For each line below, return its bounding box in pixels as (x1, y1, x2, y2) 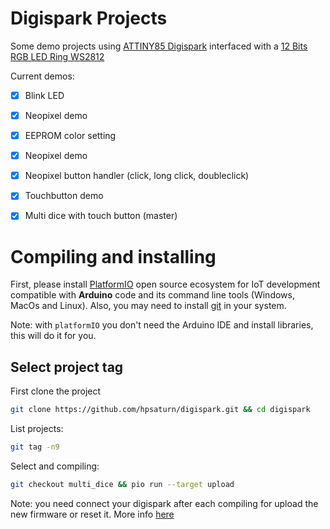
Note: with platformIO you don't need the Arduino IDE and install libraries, (10, 319, 314, 331)
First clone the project (10, 385, 102, 397)
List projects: (10, 423, 64, 434)
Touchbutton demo (24, 190, 104, 202)
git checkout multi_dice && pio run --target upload (10, 479, 235, 489)
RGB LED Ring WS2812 (10, 50, 105, 62)
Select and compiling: (10, 460, 100, 472)
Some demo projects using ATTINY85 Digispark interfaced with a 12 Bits (10, 40, 308, 52)
